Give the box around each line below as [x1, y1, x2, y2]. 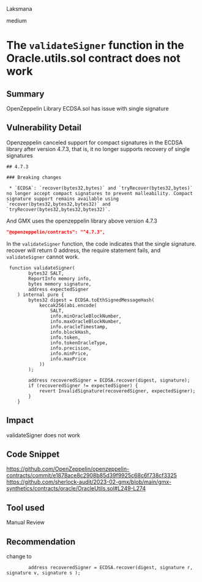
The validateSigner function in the [6, 39, 185, 53]
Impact [6, 415, 34, 425]
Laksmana [6, 6, 32, 12]
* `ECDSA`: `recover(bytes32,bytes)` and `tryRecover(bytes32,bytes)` [9, 185, 193, 191]
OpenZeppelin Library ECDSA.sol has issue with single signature [6, 105, 170, 112]
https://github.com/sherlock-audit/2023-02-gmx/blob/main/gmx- [6, 478, 172, 485]
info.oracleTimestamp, [50, 323, 108, 330]
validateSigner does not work [6, 431, 81, 439]
